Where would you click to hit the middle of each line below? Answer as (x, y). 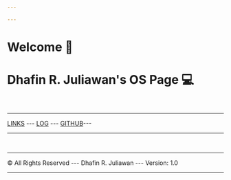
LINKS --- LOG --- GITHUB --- (49, 123)
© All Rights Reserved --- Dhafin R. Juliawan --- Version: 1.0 (93, 163)
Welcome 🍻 (40, 47)
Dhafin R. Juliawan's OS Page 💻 (101, 80)
